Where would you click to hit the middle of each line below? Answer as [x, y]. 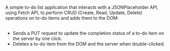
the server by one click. [37, 38]
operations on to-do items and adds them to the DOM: [62, 18]
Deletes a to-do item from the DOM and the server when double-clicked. [89, 44]
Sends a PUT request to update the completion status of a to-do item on [88, 33]
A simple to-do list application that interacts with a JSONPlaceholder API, [82, 7]
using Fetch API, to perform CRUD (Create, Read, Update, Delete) [74, 13]
